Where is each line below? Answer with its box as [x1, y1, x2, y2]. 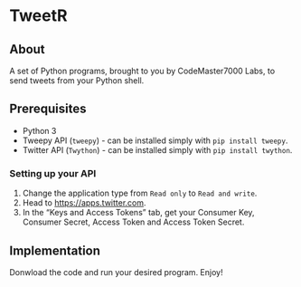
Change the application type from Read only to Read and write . [22, 187, 258, 199]
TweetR [9, 5, 68, 26]
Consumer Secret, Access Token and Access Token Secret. [22, 216, 245, 227]
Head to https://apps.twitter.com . [22, 197, 146, 208]
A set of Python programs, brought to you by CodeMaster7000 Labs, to [9, 65, 276, 76]
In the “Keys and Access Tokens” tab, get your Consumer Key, [22, 207, 255, 218]
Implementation [9, 243, 101, 258]
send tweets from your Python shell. [9, 75, 145, 86]
